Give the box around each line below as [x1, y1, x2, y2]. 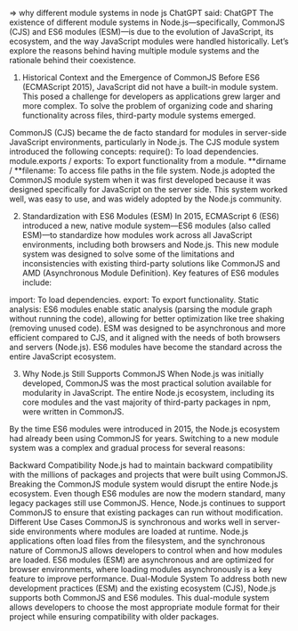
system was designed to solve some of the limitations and [21, 249, 235, 259]
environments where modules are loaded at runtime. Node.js [26, 526, 249, 537]
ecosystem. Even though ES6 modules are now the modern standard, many [9, 488, 286, 498]
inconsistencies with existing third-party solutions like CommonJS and [21, 258, 280, 268]
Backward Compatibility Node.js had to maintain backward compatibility [9, 460, 273, 471]
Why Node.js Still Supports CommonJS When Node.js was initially [21, 369, 264, 379]
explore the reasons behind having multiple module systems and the [9, 45, 260, 56]
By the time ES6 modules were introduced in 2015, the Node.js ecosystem [9, 423, 280, 434]
